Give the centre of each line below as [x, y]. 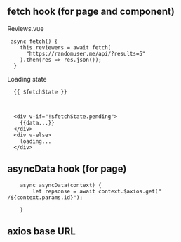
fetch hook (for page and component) [91, 12]
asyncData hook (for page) [67, 169]
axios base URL [41, 231]
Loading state [27, 79]
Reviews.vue [26, 28]
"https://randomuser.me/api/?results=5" [86, 53]
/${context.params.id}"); [45, 197]
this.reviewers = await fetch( [66, 47]
